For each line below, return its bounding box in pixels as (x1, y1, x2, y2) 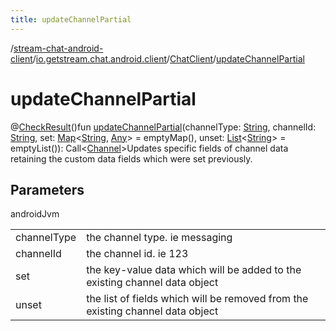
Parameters (10, 181, 85, 198)
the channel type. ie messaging (86, 231, 233, 245)
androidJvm (10, 208, 60, 220)
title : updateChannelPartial (10, 14, 132, 25)
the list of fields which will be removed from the (86, 292, 309, 306)
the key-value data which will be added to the (86, 263, 302, 277)
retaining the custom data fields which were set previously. (10, 152, 253, 165)
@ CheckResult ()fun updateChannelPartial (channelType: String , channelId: (10, 121, 317, 133)
